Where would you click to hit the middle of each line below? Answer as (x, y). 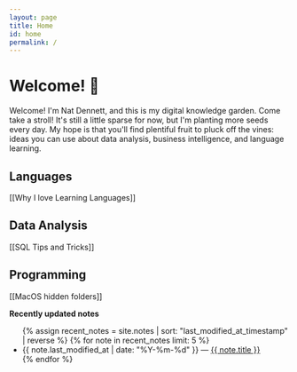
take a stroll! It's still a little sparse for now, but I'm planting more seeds (139, 120)
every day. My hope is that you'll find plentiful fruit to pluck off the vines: (142, 130)
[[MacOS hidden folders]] (56, 296)
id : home (25, 34)
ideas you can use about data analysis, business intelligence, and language (147, 139)
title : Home (31, 26)
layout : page (33, 17)
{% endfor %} (47, 359)
